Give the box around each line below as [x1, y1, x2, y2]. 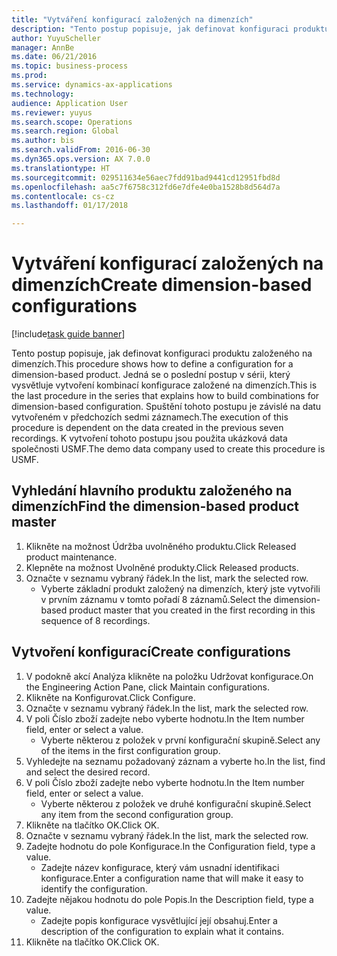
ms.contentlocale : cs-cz [11, 191, 115, 201]
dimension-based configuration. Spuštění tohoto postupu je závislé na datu [11, 401, 322, 413]
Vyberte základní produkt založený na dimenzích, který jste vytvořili [40, 582, 321, 595]
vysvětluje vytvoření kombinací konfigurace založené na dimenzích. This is [11, 379, 318, 391]
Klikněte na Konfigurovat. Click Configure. [25, 691, 196, 703]
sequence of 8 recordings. [40, 614, 151, 626]
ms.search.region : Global [11, 126, 119, 136]
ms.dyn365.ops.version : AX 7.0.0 [11, 154, 151, 164]
